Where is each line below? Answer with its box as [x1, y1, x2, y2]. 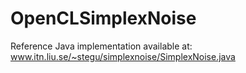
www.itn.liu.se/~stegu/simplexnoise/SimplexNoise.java [10, 50, 236, 62]
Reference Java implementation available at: [10, 40, 193, 52]
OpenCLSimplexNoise [10, 7, 197, 30]
